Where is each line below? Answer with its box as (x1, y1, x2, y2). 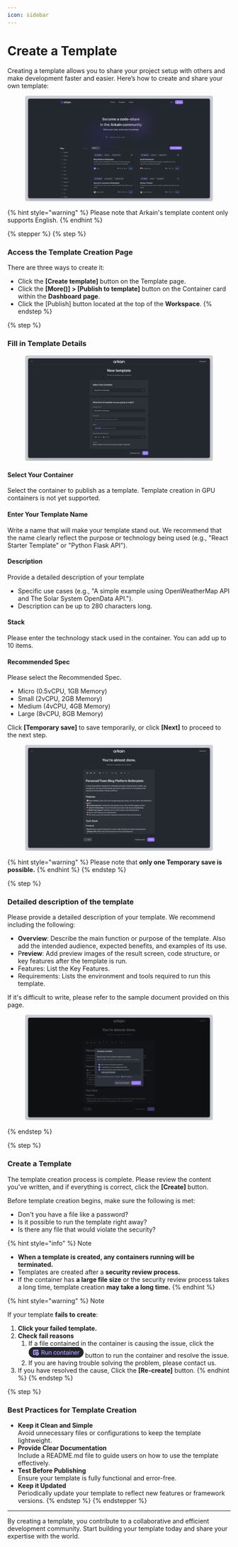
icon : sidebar (7, 11, 50, 18)
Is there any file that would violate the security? (17, 1225, 156, 1234)
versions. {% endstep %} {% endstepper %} (17, 1497, 147, 1505)
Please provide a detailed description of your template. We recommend (7, 912, 215, 921)
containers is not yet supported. (7, 493, 101, 503)
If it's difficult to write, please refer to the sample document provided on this (7, 993, 229, 1001)
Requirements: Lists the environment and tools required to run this (17, 971, 211, 980)
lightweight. (17, 1436, 52, 1445)
